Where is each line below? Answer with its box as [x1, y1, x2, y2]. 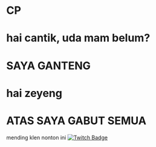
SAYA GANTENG [6, 58, 91, 72]
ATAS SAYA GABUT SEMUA [6, 114, 147, 127]
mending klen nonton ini [6, 134, 67, 141]
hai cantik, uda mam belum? [6, 31, 151, 45]
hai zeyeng [6, 86, 62, 100]
